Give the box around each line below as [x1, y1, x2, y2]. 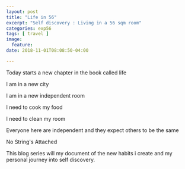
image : [6, 36, 23, 42]
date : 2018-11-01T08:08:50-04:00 [6, 48, 89, 54]
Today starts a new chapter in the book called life [6, 69, 127, 76]
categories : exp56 [6, 25, 52, 32]
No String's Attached [6, 138, 58, 145]
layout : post [6, 8, 39, 15]
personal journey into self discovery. [6, 156, 95, 163]
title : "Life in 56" [6, 14, 58, 20]
